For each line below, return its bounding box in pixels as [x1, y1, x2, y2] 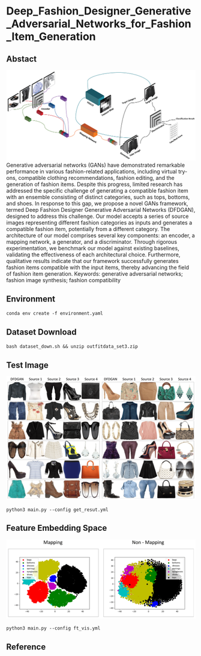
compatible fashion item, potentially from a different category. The [6, 225, 170, 232]
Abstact [6, 54, 37, 64]
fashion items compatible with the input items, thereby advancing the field [6, 264, 190, 271]
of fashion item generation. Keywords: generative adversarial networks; [6, 270, 183, 277]
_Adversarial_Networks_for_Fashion [6, 17, 192, 31]
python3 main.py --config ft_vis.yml [6, 625, 101, 631]
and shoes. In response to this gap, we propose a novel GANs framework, [6, 200, 188, 207]
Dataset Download [6, 327, 77, 337]
